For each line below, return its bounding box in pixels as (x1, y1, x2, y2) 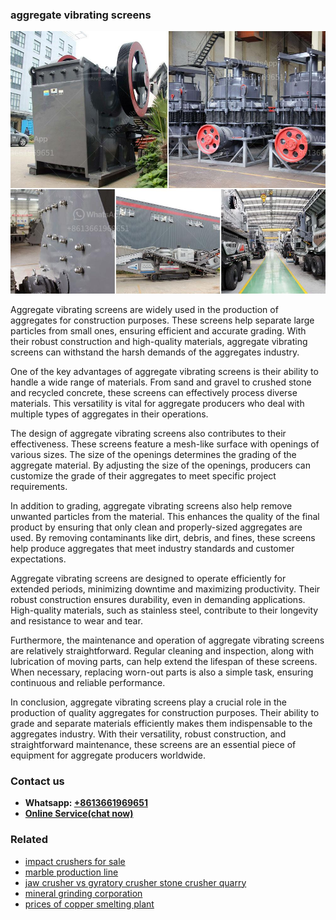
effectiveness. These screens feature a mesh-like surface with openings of (10, 438, 320, 450)
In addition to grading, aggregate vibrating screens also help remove (10, 499, 293, 512)
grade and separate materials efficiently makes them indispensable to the (10, 717, 313, 729)
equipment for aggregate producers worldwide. (10, 749, 207, 761)
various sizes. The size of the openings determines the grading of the (10, 448, 297, 460)
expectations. (10, 553, 67, 565)
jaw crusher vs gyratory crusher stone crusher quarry (24, 876, 247, 888)
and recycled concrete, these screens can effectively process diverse (10, 386, 298, 398)
